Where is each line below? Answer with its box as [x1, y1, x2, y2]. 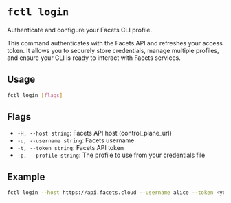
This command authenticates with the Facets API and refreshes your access [7, 39, 223, 47]
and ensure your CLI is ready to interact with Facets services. [7, 54, 181, 62]
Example [7, 171, 45, 182]
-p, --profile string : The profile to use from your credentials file [16, 151, 206, 160]
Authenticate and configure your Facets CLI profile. [7, 25, 153, 34]
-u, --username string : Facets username [16, 136, 135, 145]
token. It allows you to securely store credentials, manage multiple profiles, [7, 46, 219, 54]
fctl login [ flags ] [7, 92, 63, 98]
